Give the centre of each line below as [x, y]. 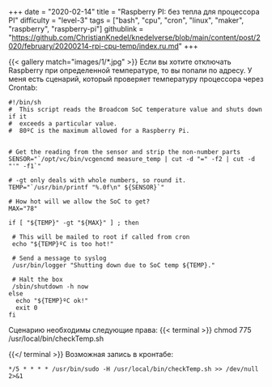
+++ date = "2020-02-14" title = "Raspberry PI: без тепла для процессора [134, 12]
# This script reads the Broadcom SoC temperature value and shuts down [136, 109]
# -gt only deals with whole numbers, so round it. [97, 181]
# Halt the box [37, 279]
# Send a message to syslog [59, 258]
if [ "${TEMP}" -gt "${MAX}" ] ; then [74, 223]
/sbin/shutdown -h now [50, 287]
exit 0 [27, 308]
